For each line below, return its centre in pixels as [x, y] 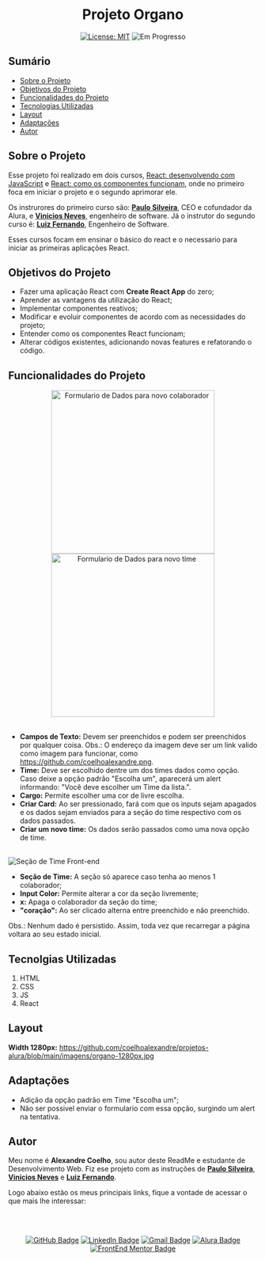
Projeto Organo [133, 15]
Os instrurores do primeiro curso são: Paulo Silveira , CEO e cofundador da [130, 207]
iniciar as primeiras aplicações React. [69, 248]
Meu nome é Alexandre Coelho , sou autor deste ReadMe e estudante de [127, 1160]
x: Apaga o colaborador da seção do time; [89, 902]
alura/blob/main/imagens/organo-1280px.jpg [81, 1056]
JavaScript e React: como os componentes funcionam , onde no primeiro [127, 183]
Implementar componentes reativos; [79, 309]
